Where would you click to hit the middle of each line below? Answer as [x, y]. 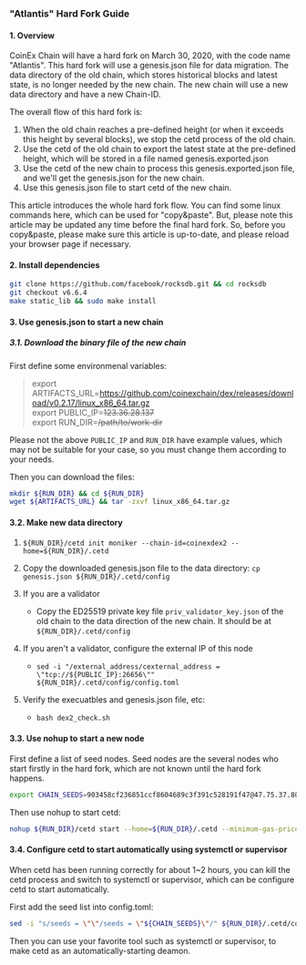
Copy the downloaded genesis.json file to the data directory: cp [142, 569]
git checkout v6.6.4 [49, 293]
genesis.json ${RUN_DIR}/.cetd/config [96, 577]
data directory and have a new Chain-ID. [85, 95]
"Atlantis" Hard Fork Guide [70, 14]
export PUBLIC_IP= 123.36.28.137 [93, 412]
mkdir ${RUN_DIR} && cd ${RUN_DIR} [77, 493]
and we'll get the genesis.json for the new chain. [113, 178]
